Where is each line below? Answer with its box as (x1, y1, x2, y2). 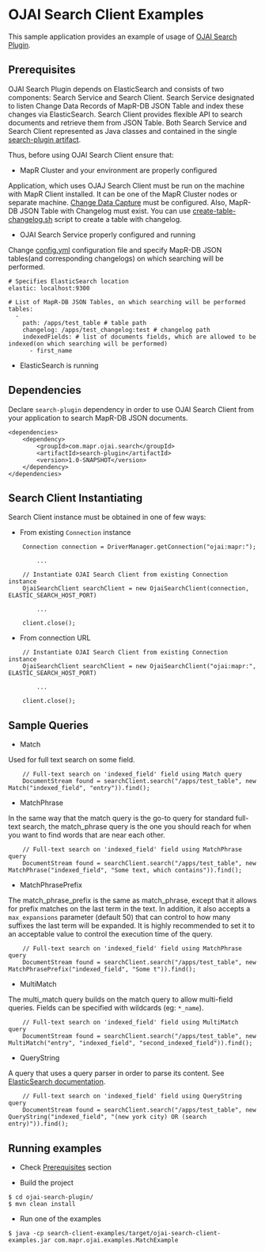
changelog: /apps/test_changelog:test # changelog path (22, 326, 211, 334)
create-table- (192, 206, 237, 216)
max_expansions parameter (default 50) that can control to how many (8, 913, 231, 922)
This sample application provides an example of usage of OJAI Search (8, 32, 237, 41)
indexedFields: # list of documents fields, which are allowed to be (22, 333, 257, 341)
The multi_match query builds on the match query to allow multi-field (8, 994, 233, 1004)
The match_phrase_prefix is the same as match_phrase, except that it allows (8, 895, 257, 905)
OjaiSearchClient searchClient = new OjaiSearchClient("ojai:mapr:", (22, 662, 257, 670)
